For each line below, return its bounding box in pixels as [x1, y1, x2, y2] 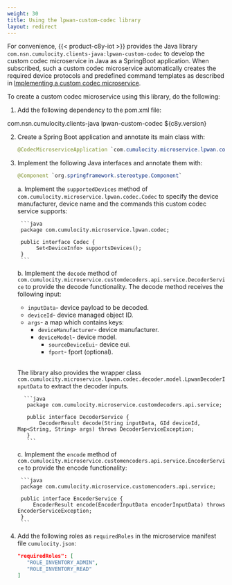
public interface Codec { [20, 239, 96, 246]
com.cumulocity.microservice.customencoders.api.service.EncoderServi [17, 458, 226, 465]
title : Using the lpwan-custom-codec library [7, 17, 141, 24]
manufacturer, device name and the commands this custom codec [17, 199, 206, 208]
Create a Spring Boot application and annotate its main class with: [17, 133, 206, 141]
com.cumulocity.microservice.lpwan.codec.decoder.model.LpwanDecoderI [17, 376, 226, 383]
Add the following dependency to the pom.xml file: [17, 106, 161, 115]
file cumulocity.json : [17, 539, 77, 547]
